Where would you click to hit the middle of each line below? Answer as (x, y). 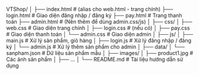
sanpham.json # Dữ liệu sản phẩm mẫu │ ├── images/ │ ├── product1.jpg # (100, 53)
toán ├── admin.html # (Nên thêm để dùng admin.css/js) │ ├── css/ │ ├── (99, 22)
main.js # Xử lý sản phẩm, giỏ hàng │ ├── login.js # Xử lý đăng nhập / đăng (99, 40)
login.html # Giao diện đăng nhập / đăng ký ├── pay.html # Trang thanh (94, 15)
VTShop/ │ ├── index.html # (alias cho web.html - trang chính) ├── (90, 9)
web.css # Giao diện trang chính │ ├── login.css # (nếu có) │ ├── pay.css (98, 28)
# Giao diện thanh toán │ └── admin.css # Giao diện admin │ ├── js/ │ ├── (99, 34)
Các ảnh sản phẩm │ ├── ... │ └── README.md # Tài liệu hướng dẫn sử (95, 59)
